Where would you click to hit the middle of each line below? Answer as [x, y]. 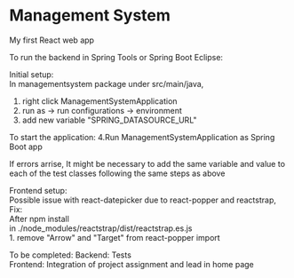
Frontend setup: [38, 190]
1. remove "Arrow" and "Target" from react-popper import [115, 237]
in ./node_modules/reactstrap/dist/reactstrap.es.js [101, 228]
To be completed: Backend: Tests [70, 255]
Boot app [26, 147]
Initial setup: [32, 74]
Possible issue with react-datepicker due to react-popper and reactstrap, [143, 200]
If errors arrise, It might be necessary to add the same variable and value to [147, 163]
